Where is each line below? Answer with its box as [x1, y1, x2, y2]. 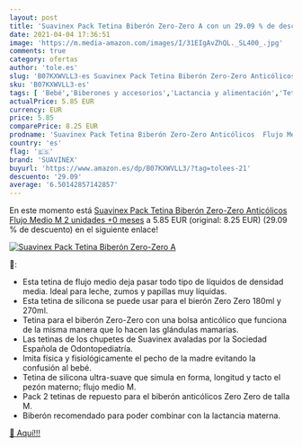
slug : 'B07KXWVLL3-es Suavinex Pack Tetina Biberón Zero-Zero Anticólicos [9, 72, 296, 81]
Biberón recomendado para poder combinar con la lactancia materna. [22, 410, 281, 421]
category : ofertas [9, 55, 78, 64]
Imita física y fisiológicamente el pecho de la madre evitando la [22, 353, 256, 364]
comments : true [9, 47, 67, 56]
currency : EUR [9, 105, 63, 114]
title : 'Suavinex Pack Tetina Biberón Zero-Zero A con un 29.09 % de [9, 22, 276, 31]
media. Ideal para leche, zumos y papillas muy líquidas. [22, 286, 227, 297]
